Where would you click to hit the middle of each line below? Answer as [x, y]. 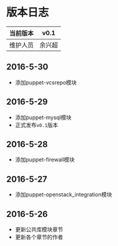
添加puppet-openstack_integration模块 [64, 194]
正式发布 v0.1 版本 [37, 125]
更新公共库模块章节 [39, 229]
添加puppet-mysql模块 [43, 117]
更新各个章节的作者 [39, 237]
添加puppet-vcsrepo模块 [46, 82]
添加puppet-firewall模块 [45, 160]
